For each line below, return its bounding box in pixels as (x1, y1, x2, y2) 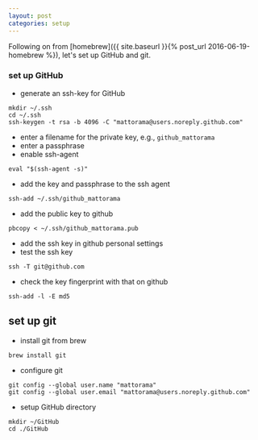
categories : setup (8, 19, 70, 27)
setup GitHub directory (19, 402, 97, 412)
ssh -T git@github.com (8, 263, 85, 271)
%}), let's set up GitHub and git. (45, 50, 152, 60)
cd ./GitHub (8, 425, 48, 433)
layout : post (8, 11, 52, 20)
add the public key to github (19, 209, 114, 218)
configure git (19, 365, 63, 375)
